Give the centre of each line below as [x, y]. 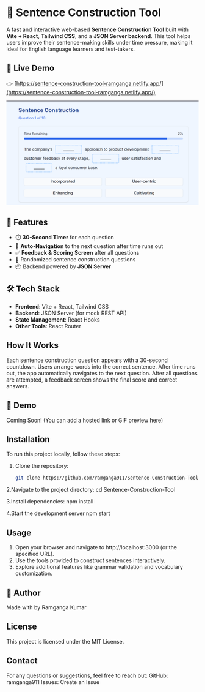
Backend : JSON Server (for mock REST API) [71, 313]
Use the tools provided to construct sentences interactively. [90, 560]
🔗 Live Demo [31, 68]
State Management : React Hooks [57, 320]
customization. [34, 574]
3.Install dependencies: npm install [50, 502]
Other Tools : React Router [48, 326]
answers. [18, 386]
